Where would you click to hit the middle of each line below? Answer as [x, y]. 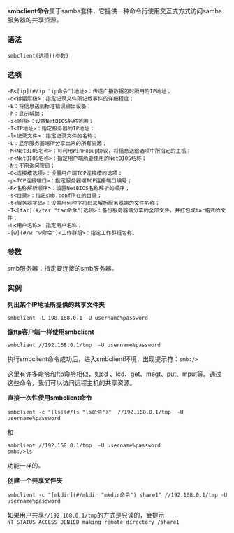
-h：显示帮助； [26, 114]
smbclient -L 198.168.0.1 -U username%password [78, 318]
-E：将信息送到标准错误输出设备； [50, 106]
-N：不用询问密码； [31, 166]
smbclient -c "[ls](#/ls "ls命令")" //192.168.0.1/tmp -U [95, 412]
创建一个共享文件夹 [35, 480]
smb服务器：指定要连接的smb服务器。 [63, 268]
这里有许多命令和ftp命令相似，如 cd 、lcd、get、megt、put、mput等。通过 [115, 374]
